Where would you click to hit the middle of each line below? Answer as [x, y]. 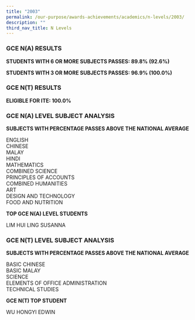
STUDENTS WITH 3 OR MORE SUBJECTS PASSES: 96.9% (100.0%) [89, 73]
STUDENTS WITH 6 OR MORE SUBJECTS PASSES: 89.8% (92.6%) [88, 61]
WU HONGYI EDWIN [31, 312]
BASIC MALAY [23, 271]
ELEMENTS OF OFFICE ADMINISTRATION [57, 283]
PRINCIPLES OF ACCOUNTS [40, 177]
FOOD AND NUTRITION [35, 203]
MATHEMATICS [25, 165]
